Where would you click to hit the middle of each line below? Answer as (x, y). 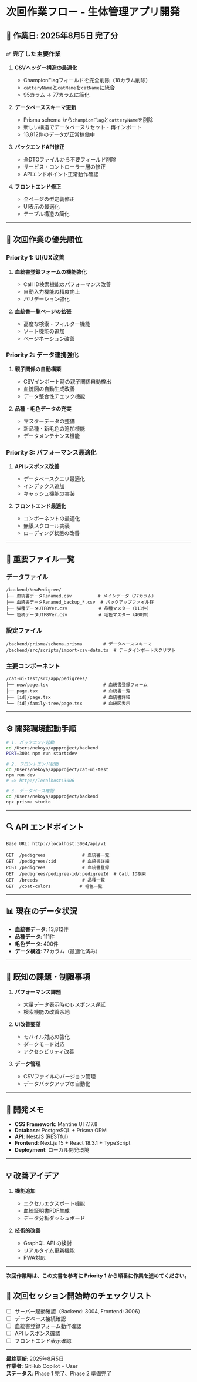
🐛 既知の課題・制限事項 (48, 977)
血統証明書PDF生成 (46, 1211)
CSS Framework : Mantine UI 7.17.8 (56, 1124)
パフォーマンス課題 (38, 992)
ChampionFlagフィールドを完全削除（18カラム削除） (87, 80)
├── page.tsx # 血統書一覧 (68, 691)
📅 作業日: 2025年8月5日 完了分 (62, 36)
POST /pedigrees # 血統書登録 (58, 867)
